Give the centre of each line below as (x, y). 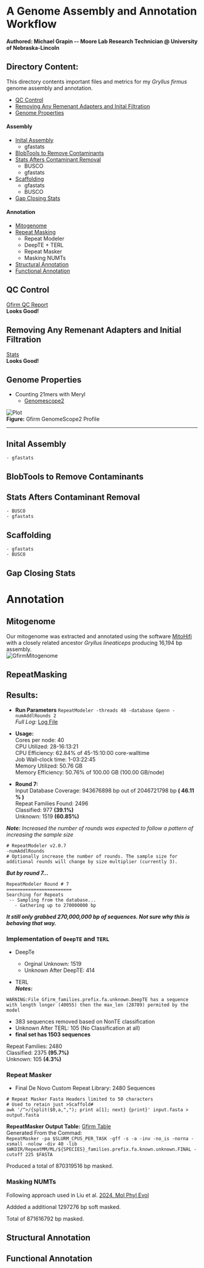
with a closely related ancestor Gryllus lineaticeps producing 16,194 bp (94, 643)
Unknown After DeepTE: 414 (59, 970)
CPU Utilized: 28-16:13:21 (47, 746)
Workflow (32, 24)
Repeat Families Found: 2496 (52, 803)
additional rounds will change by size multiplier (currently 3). (92, 861)
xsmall (15, 1144)
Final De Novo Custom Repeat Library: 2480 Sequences (85, 1088)
